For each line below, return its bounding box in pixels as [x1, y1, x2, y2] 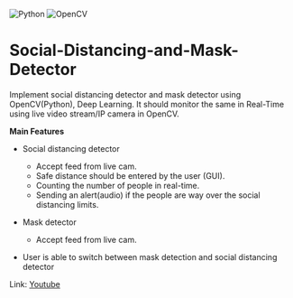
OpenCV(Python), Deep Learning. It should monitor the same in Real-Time [9, 98, 285, 109]
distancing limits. [35, 199, 99, 210]
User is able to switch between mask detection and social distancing [22, 251, 278, 262]
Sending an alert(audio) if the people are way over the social [35, 190, 261, 200]
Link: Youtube [9, 278, 60, 289]
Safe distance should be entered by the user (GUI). [35, 170, 225, 181]
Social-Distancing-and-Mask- [9, 41, 239, 61]
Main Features [9, 126, 65, 136]
